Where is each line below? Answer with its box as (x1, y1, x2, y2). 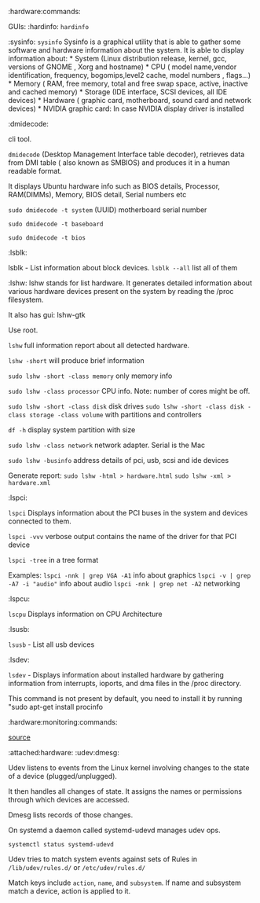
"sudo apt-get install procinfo (8, 703, 104, 711)
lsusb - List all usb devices (8, 640, 95, 649)
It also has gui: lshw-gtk (8, 310, 86, 319)
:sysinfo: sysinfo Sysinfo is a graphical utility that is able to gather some (8, 37, 241, 46)
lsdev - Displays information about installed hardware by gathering (8, 670, 224, 679)
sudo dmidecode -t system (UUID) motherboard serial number (8, 205, 207, 215)
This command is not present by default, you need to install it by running (8, 694, 243, 703)
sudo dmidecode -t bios (8, 234, 86, 242)
